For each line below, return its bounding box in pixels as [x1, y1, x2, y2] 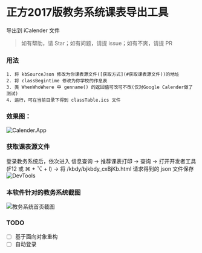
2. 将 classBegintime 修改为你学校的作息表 [6, 78, 108, 84]
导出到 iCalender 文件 [6, 27, 60, 34]
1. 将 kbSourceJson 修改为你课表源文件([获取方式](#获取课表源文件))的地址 [6, 71, 180, 77]
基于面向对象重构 [15, 233, 58, 240]
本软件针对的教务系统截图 [6, 188, 81, 197]
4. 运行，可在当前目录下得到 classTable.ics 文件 [6, 97, 121, 103]
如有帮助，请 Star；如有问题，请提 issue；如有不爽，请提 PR [21, 39, 172, 47]
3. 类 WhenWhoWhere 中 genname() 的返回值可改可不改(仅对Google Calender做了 [6, 84, 194, 91]
